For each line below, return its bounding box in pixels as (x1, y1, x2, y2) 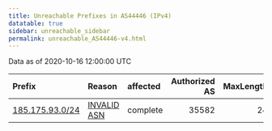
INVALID (87, 99, 120, 111)
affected (127, 81, 161, 92)
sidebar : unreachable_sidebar (8, 27, 111, 35)
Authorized (171, 76, 216, 87)
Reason (87, 81, 117, 92)
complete (127, 104, 164, 116)
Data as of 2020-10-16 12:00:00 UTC (8, 57, 132, 66)
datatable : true (8, 19, 63, 27)
